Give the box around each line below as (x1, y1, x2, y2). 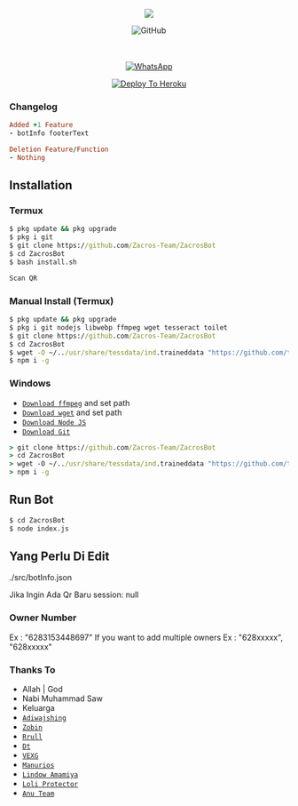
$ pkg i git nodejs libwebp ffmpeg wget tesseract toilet (9, 323, 228, 332)
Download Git (21, 427, 71, 436)
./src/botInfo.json (9, 572, 73, 583)
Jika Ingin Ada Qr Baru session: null (9, 589, 139, 600)
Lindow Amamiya (21, 770, 79, 779)
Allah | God (21, 684, 64, 695)
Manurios (21, 761, 55, 770)
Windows (9, 378, 51, 390)
